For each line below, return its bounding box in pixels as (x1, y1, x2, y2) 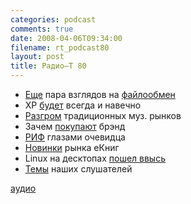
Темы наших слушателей (24, 163, 133, 175)
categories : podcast (10, 14, 97, 25)
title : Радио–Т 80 (10, 61, 87, 71)
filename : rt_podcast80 (10, 42, 110, 53)
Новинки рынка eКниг (24, 142, 120, 153)
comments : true (10, 24, 74, 34)
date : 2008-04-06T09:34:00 (10, 33, 123, 43)
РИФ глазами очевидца (24, 131, 126, 143)
